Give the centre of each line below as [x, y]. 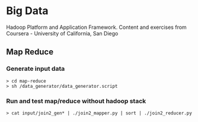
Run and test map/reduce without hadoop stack [76, 101]
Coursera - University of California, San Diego [62, 33]
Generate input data [36, 69]
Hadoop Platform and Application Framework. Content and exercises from [96, 27]
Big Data [27, 11]
